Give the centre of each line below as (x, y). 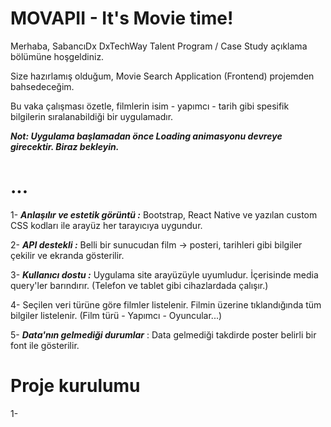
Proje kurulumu (75, 386)
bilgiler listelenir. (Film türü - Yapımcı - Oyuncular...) (116, 315)
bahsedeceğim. (42, 86)
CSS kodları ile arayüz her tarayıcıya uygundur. (106, 225)
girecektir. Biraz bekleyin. (65, 146)
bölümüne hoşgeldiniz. (57, 56)
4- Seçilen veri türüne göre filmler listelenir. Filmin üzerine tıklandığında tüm (166, 304)
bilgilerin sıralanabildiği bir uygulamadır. (92, 116)
